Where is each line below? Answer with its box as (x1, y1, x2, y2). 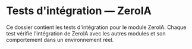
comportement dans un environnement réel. (6, 36, 114, 43)
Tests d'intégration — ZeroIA (6, 4, 152, 18)
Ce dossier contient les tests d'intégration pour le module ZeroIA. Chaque (6, 24, 187, 31)
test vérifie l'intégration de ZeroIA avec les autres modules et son (6, 30, 166, 37)
